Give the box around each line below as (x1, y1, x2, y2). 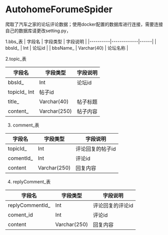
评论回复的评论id (92, 202, 134, 209)
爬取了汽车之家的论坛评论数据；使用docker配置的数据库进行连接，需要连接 (5, 21, 163, 27)
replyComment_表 (12, 178, 51, 185)
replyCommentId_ (8, 201, 51, 208)
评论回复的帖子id (76, 145, 116, 152)
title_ (8, 98, 19, 105)
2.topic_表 (5, 55, 27, 62)
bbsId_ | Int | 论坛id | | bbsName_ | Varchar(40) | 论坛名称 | (5, 45, 129, 51)
